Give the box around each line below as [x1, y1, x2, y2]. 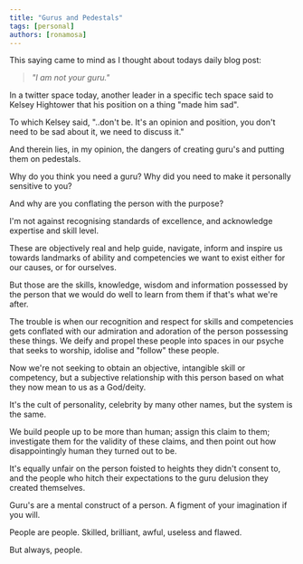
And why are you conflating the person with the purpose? [9, 198, 224, 209]
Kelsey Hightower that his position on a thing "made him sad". [9, 99, 240, 110]
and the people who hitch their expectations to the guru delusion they [9, 473, 269, 484]
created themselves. [9, 483, 86, 493]
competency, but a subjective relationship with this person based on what [9, 372, 285, 383]
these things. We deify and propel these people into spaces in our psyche [9, 335, 285, 346]
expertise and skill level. [9, 225, 99, 236]
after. [9, 299, 29, 310]
